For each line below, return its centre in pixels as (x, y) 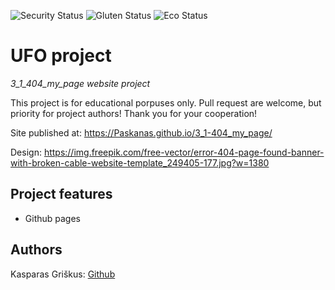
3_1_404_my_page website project (80, 83)
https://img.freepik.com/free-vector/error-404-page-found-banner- (184, 152)
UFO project (61, 56)
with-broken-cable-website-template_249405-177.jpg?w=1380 (140, 162)
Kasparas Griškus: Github (63, 274)
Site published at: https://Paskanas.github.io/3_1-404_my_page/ (141, 132)
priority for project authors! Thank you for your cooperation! (134, 113)
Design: (26, 152)
